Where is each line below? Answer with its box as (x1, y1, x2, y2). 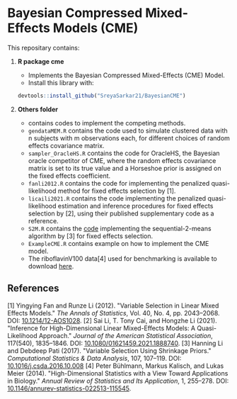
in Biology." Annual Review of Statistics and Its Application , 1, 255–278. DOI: (7, 376, 229, 385)
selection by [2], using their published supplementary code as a (28, 209, 214, 218)
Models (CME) (52, 20, 139, 36)
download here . (28, 262, 74, 270)
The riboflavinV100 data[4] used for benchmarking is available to (28, 254, 217, 263)
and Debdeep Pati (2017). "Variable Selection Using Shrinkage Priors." (7, 346, 212, 355)
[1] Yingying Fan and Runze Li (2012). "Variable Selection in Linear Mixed (7, 301, 219, 310)
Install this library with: (28, 78, 94, 86)
